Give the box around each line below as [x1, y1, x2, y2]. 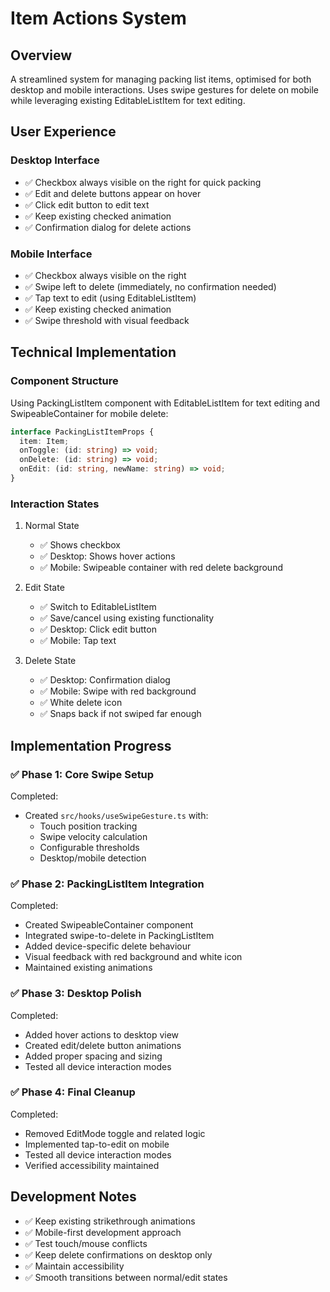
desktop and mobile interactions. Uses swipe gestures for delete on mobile [10, 84, 320, 96]
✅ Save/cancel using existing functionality [39, 612, 215, 624]
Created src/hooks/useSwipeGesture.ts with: [24, 809, 209, 821]
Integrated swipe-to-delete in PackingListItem [24, 930, 215, 942]
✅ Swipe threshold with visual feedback [24, 314, 190, 326]
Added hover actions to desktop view [24, 1028, 180, 1041]
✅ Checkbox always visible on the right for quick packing [24, 176, 262, 188]
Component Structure [10, 374, 119, 388]
